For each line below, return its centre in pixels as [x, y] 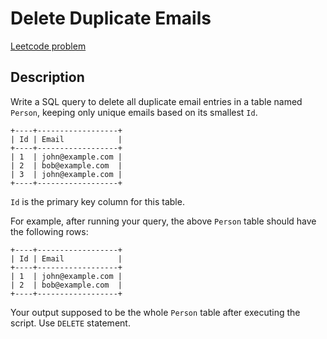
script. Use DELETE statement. [70, 323]
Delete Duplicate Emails [111, 18]
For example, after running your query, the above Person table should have [163, 221]
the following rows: [49, 231]
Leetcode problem [48, 46]
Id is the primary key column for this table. [97, 201]
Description [47, 77]
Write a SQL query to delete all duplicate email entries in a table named [156, 101]
